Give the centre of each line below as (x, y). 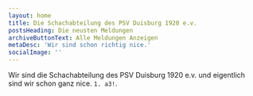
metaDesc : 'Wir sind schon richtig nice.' (80, 45)
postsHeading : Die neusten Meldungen (71, 30)
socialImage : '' (35, 52)
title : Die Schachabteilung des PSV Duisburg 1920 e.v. (103, 23)
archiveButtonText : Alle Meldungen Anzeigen (83, 38)
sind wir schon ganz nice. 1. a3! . (63, 83)
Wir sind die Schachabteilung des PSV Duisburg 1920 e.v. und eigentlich (127, 75)
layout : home (30, 15)
